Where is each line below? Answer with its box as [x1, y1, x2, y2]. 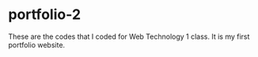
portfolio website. [8, 40, 66, 49]
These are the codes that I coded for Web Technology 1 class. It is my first [8, 32, 250, 41]
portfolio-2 [8, 6, 82, 24]
